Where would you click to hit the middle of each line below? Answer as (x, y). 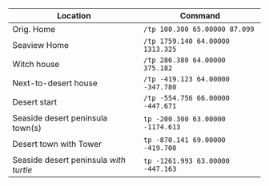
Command (200, 16)
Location (74, 16)
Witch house (36, 64)
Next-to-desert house (55, 83)
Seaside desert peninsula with (69, 160)
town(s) (27, 128)
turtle (22, 170)
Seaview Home (41, 45)
